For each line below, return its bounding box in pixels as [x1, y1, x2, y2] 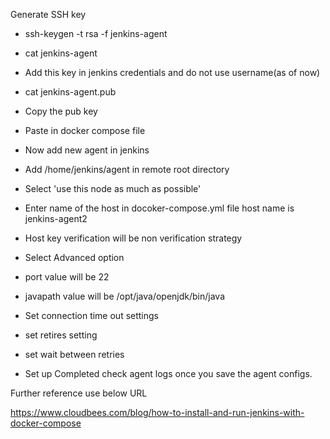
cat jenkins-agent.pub [24, 86, 117, 98]
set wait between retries [24, 349, 125, 360]
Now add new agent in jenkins [24, 144, 150, 156]
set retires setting [24, 329, 98, 341]
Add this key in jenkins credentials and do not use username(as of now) [24, 67, 321, 78]
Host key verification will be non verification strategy [24, 232, 243, 244]
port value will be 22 [24, 271, 110, 283]
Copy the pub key [24, 105, 98, 117]
